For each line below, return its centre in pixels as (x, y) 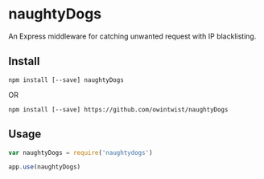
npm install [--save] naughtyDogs (66, 80)
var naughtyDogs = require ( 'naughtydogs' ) (80, 153)
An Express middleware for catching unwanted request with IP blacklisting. (132, 36)
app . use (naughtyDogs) (45, 167)
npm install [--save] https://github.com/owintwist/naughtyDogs (118, 109)
